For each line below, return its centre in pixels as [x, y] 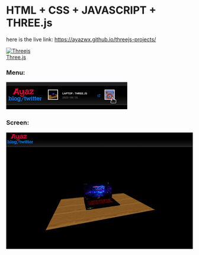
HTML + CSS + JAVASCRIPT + [81, 10]
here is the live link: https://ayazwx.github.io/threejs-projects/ [81, 39]
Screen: [18, 123]
